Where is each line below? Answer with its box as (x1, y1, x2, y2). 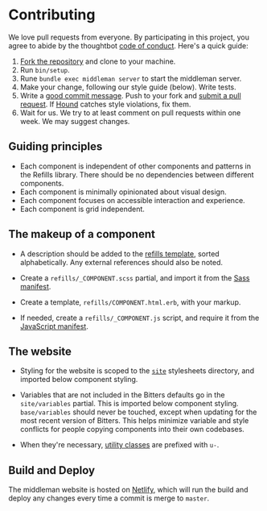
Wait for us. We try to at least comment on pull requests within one (19, 107, 241, 118)
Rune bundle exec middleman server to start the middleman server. (19, 73, 242, 83)
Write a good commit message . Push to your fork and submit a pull (19, 90, 241, 100)
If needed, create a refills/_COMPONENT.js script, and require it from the (19, 313, 260, 322)
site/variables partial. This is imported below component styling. (19, 399, 239, 409)
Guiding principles (8, 139, 103, 154)
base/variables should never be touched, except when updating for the (19, 407, 257, 417)
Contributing (8, 6, 96, 24)
